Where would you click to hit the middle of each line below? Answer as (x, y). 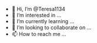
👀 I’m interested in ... (36, 15)
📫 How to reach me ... (39, 34)
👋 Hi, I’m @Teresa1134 (39, 9)
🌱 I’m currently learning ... (43, 21)
